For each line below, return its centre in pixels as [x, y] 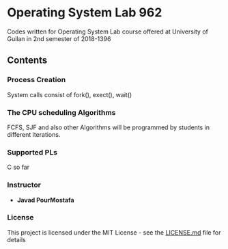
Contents [27, 61]
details [16, 239]
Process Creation [37, 80]
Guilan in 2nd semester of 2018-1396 [59, 38]
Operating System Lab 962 [85, 13]
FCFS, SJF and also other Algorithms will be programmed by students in [109, 127]
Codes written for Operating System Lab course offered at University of [108, 31]
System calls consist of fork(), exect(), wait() [70, 94]
